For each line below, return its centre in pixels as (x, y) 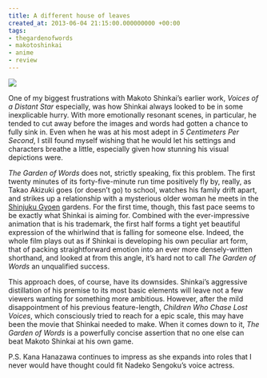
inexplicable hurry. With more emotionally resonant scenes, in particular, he (133, 115)
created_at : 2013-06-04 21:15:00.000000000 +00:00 (94, 23)
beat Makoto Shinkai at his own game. (71, 341)
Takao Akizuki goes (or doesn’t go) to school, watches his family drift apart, (133, 189)
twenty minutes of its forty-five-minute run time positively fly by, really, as (130, 181)
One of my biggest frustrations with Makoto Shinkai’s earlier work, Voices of (133, 97)
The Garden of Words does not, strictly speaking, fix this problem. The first (132, 173)
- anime (21, 53)
